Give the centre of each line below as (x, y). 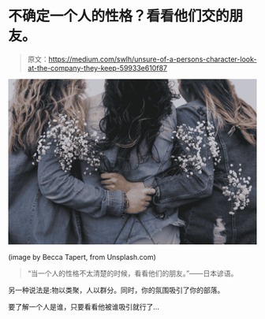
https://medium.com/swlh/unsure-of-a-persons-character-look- (153, 59)
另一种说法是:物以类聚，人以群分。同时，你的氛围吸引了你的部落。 (116, 290)
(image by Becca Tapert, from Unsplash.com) (82, 257)
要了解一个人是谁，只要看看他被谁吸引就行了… (84, 306)
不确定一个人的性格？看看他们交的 (119, 16)
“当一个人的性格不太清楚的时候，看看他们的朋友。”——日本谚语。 (132, 273)
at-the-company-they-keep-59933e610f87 (97, 68)
